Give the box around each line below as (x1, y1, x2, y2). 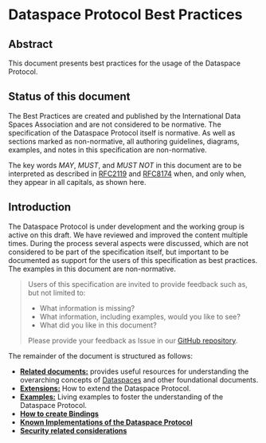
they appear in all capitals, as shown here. (8, 177, 147, 186)
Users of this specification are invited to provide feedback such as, (27, 279, 248, 288)
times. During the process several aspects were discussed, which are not (8, 238, 249, 248)
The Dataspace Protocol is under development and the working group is (8, 221, 245, 231)
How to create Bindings (19, 409, 100, 418)
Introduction (8, 201, 72, 214)
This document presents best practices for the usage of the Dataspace (8, 58, 241, 68)
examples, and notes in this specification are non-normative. (8, 145, 207, 155)
